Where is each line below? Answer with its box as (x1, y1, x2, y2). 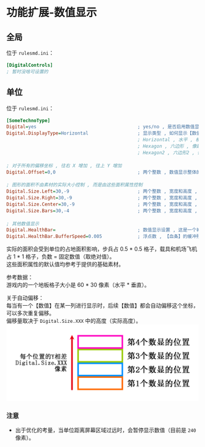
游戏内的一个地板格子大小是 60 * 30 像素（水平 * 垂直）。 (6, 281, 150, 289)
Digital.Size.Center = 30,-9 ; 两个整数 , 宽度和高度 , (6, 201, 198, 207)
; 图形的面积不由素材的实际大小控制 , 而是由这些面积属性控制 (6, 182, 143, 188)
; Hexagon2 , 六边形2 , (137, 149, 195, 156)
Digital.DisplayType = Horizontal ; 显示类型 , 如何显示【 (6, 130, 192, 136)
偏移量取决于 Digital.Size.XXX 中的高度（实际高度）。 (6, 317, 142, 325)
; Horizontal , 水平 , (137, 137, 193, 143)
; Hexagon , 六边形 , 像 (137, 143, 197, 150)
